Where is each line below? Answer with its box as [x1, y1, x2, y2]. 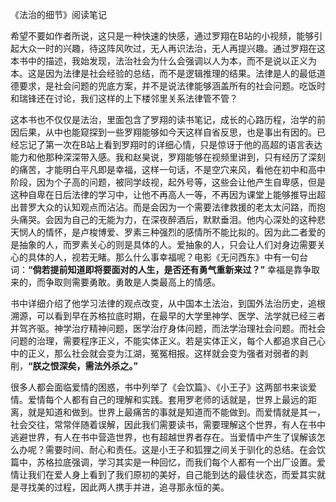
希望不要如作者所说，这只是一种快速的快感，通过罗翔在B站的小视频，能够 [10, 30, 315, 42]
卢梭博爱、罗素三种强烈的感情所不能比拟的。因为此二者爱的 [79, 226, 326, 238]
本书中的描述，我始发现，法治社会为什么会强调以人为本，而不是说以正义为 [10, 55, 317, 67]
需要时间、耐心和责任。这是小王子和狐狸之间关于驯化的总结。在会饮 [44, 444, 326, 455]
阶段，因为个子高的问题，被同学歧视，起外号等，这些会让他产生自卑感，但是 [10, 176, 326, 188]
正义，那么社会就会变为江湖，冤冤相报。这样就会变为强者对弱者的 [27, 348, 300, 359]
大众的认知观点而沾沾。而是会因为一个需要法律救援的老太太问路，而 [36, 201, 317, 213]
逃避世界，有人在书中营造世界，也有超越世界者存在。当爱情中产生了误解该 [10, 431, 317, 443]
